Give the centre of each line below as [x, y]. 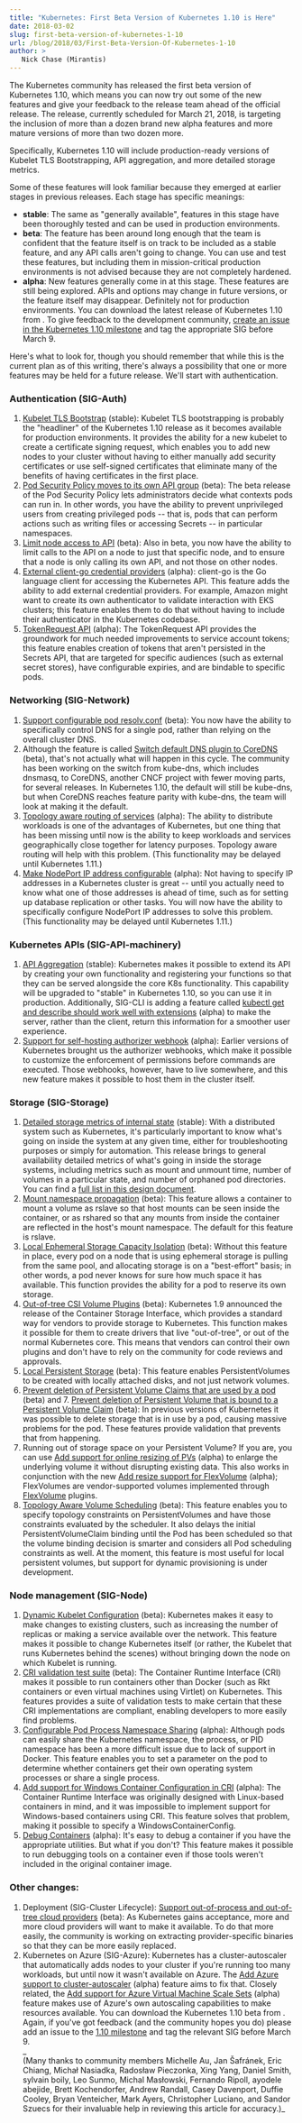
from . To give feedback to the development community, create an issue [156, 320]
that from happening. [61, 1438]
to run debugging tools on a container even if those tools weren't [143, 1854]
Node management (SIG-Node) [79, 1596]
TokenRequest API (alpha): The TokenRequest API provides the [139, 629]
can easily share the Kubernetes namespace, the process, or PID [143, 1740]
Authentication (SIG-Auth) [69, 398]
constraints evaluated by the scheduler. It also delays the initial [139, 1524]
